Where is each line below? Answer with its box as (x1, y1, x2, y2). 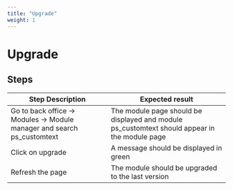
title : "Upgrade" (7, 10, 58, 17)
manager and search (10, 123, 78, 133)
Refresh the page (10, 167, 67, 177)
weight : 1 (7, 17, 36, 23)
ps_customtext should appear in (110, 123, 215, 133)
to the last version (110, 171, 169, 181)
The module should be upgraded (110, 163, 218, 173)
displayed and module (110, 115, 183, 124)
